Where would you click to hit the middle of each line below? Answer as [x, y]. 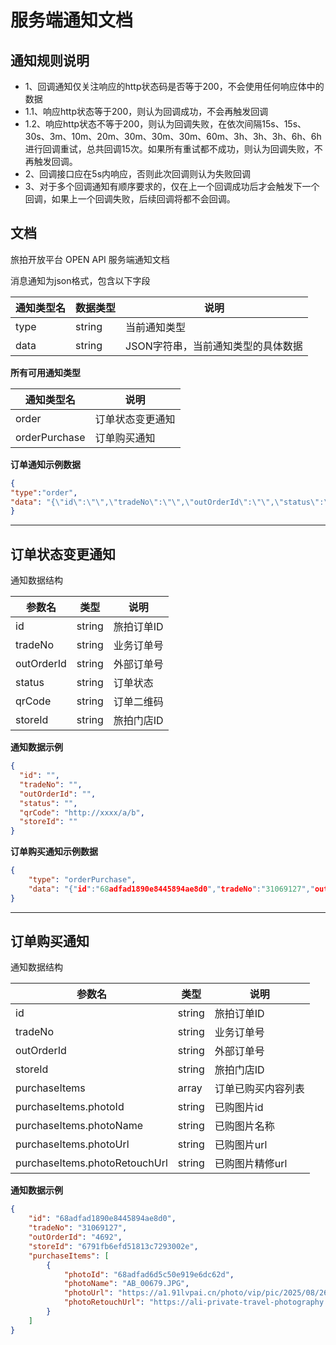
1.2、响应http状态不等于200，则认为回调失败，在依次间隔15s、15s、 [165, 124]
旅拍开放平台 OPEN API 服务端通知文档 [90, 259]
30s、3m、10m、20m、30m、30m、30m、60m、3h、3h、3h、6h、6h [173, 136]
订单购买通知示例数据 [54, 852]
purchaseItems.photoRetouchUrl [91, 1163]
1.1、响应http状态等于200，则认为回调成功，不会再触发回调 [146, 111]
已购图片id [239, 1108]
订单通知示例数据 [45, 464]
